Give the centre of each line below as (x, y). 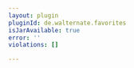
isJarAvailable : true (44, 30)
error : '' (25, 38)
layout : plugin (33, 15)
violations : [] (33, 45)
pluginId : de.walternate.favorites (67, 23)
